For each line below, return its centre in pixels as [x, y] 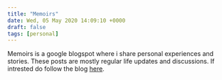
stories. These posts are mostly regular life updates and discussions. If [111, 62]
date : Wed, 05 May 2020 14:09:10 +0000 [67, 21]
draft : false [27, 27]
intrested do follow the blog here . [56, 69]
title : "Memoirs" [33, 14]
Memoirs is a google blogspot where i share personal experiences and [111, 54]
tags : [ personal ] [33, 34]
